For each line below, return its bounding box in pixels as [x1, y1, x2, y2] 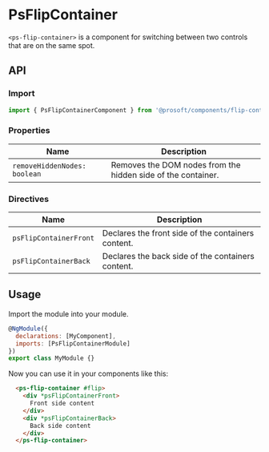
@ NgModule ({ [8, 325, 48, 333]
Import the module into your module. [8, 309, 129, 318]
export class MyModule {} [8, 354, 94, 362]
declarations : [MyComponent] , [15, 332, 116, 340]
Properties [8, 125, 50, 136]
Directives [8, 193, 50, 204]
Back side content [29, 422, 91, 430]
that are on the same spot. [8, 40, 95, 50]
